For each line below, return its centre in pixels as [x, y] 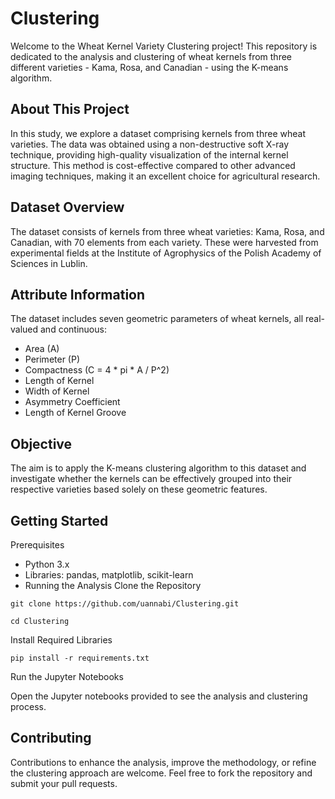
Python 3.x [47, 564]
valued [24, 329]
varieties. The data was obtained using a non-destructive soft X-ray [150, 144]
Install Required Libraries [61, 640]
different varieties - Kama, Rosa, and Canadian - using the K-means [149, 67]
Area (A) [42, 349]
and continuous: [73, 329]
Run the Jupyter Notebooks [67, 676]
